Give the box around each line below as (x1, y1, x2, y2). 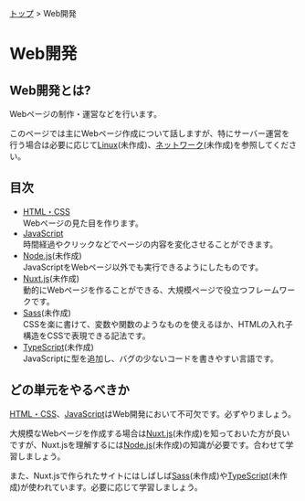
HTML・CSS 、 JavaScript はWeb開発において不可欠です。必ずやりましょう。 (9, 408, 297, 419)
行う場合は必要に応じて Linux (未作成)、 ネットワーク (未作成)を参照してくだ (9, 140, 289, 150)
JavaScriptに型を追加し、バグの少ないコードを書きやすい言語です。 (22, 353, 279, 364)
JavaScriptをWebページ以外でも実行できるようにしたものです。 (22, 261, 263, 272)
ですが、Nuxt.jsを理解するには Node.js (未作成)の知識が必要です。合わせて (9, 439, 286, 450)
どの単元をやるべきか (9, 382, 130, 398)
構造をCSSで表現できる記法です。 (22, 330, 151, 341)
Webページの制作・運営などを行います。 (9, 109, 163, 119)
